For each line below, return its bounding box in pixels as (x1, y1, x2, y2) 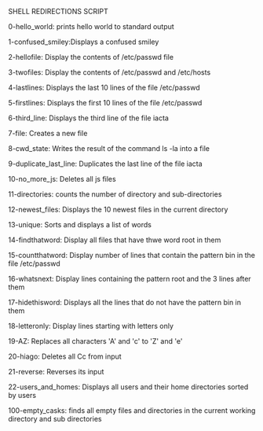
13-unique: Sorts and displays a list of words (8, 220, 152, 229)
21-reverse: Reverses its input (8, 367, 104, 376)
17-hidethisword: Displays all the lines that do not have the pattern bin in (8, 298, 242, 307)
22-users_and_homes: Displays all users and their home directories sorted (8, 382, 249, 392)
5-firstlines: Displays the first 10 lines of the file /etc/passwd (8, 98, 203, 107)
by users (8, 391, 37, 400)
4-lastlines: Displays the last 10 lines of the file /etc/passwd (8, 83, 200, 92)
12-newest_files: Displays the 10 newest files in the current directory (8, 204, 228, 214)
